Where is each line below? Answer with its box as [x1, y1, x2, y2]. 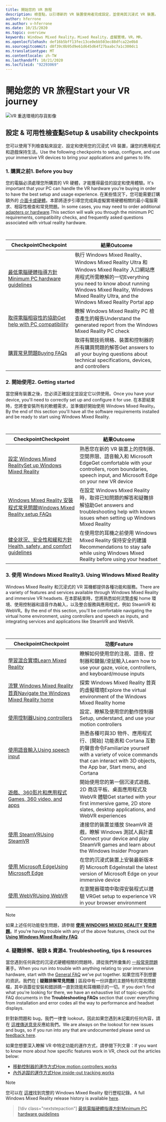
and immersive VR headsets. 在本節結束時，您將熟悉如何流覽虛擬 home [5, 595, 151, 601]
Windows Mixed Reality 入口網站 [74, 266, 150, 273]
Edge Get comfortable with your [79, 460, 152, 467]
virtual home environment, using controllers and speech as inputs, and [5, 613, 149, 619]
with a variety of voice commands [79, 751, 158, 758]
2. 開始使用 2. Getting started [5, 379, 75, 386]
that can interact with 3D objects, [79, 757, 157, 764]
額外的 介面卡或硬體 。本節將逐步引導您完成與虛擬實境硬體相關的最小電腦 [5, 198, 154, 203]
